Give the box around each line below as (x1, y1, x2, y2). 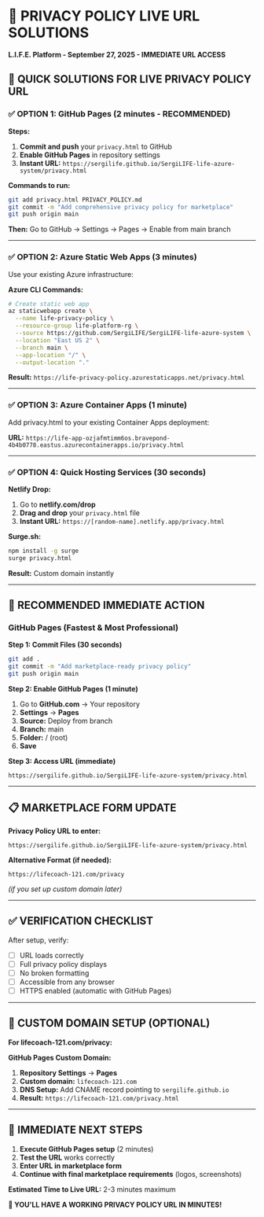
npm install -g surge (8, 547, 79, 555)
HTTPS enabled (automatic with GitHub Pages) (19, 986, 172, 995)
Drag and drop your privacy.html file (19, 508, 140, 518)
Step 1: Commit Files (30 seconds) (8, 640, 123, 650)
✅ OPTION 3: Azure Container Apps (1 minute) (8, 400, 187, 411)
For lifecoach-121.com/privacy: (8, 1038, 112, 1047)
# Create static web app (8, 300, 90, 308)
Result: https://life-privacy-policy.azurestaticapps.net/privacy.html (8, 373, 245, 382)
